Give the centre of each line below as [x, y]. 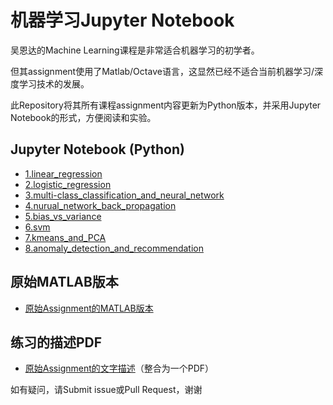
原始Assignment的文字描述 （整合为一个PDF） [119, 368]
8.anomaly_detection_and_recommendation [114, 248]
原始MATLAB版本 [64, 282]
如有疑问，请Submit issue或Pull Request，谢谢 [106, 390]
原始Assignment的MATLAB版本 [89, 308]
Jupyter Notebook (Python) [97, 149]
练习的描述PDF [56, 342]
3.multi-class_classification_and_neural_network [124, 195]
